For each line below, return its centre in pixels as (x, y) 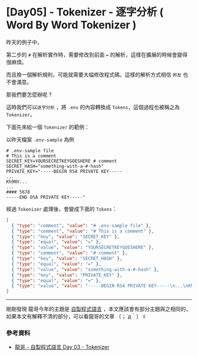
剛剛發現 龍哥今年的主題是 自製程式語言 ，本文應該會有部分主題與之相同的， (99, 309)
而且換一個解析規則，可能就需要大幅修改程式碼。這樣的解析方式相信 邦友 (94, 74)
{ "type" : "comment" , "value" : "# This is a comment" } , (83, 231)
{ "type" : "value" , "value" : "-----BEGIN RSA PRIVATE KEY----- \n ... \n (100, 286)
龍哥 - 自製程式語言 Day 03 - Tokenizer (62, 347)
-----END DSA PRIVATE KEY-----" (46, 197)
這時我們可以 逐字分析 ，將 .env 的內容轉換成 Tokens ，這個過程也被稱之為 (93, 107)
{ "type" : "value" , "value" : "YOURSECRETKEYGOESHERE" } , (83, 248)
